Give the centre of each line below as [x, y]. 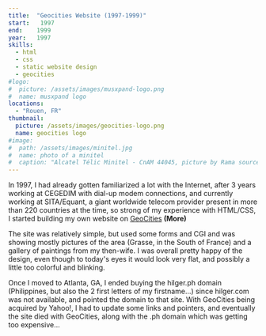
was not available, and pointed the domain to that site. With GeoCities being [132, 300]
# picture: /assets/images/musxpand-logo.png [86, 89]
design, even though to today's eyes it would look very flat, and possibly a [129, 259]
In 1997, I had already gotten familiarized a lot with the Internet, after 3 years [132, 185]
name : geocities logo [51, 133]
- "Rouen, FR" [38, 111]
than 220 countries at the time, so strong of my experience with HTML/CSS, [132, 210]
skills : [21, 45]
